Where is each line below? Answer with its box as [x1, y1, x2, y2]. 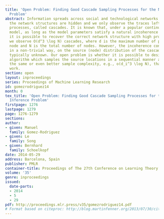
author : [5, 120, 21, 125]
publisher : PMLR [5, 161, 38, 166]
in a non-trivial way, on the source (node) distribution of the [9, 48, 145, 53]
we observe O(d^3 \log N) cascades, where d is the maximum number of [9, 39, 156, 44]
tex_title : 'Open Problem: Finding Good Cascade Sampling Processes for [5, 93, 156, 98]
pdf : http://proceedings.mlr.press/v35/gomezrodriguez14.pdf [5, 202, 132, 207]
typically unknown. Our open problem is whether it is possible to [9, 52, 150, 58]
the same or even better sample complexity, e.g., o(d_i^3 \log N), [9, 61, 152, 66]
